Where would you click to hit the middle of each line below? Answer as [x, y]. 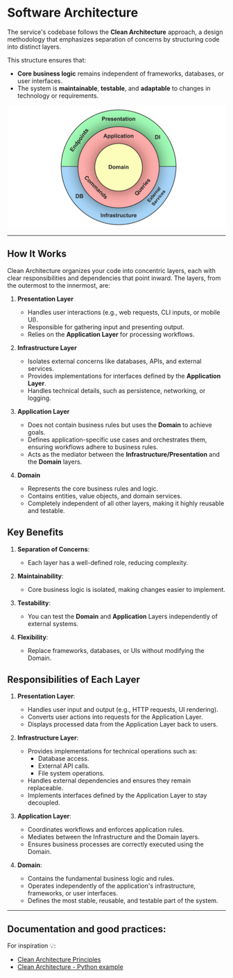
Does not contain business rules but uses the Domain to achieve [120, 425]
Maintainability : [40, 576]
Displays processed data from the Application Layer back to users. [123, 724]
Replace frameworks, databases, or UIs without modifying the [116, 650]
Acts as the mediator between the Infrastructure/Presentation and [124, 454]
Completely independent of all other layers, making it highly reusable [126, 503]
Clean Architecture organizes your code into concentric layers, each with [112, 270]
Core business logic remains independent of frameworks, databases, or [120, 73]
